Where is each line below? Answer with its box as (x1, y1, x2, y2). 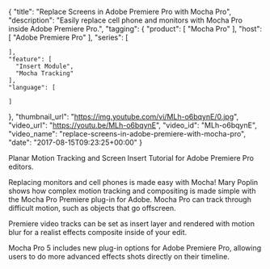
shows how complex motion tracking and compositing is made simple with (8, 186, 256, 195)
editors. (8, 162, 34, 171)
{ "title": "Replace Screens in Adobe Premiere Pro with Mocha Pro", (8, 7, 232, 16)
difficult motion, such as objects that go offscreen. (8, 204, 176, 212)
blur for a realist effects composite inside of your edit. (8, 228, 188, 237)
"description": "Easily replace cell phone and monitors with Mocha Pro (8, 15, 243, 25)
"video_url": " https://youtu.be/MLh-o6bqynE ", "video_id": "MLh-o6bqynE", (8, 120, 257, 130)
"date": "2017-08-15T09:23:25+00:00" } (8, 137, 143, 147)
